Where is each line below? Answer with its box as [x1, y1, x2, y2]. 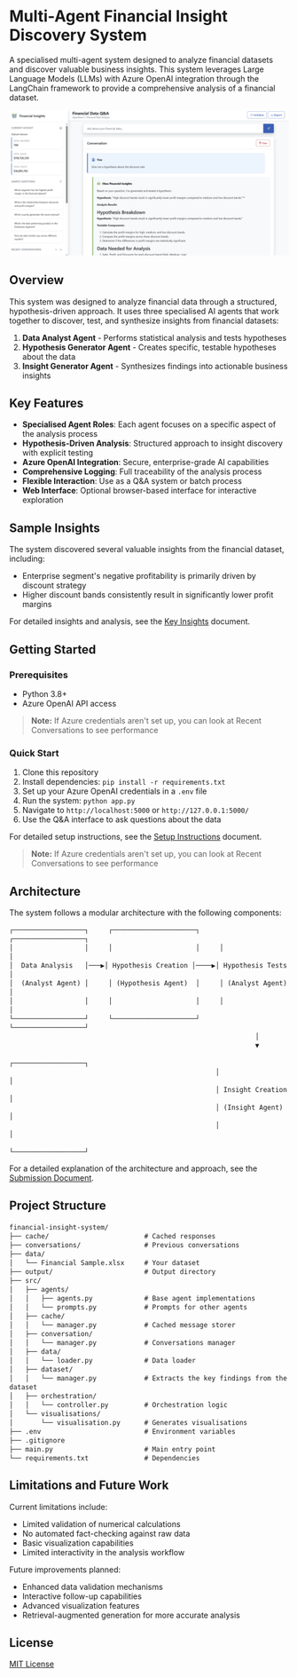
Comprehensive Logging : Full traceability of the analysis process [21, 466, 262, 477]
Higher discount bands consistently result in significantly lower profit [21, 589, 274, 600]
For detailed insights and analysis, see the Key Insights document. [9, 616, 251, 627]
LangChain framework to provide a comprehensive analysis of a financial [9, 83, 277, 93]
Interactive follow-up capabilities [21, 1591, 142, 1602]
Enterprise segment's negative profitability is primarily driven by [21, 571, 257, 581]
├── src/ [9, 1276, 42, 1285]
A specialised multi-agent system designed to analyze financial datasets [9, 54, 273, 65]
